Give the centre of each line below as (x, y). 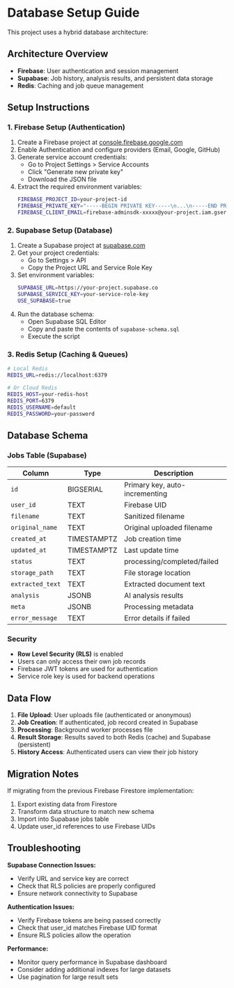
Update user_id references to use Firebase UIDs (86, 826)
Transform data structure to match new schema (86, 812)
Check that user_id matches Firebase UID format (87, 927)
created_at (29, 539)
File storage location (157, 573)
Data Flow (29, 698)
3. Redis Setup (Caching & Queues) (68, 354)
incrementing (146, 494)
